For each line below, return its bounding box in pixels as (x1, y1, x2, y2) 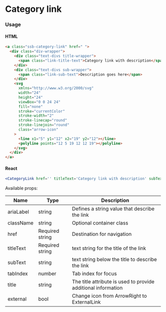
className (7, 220, 34, 226)
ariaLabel (7, 209, 30, 216)
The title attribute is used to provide (72, 278, 155, 285)
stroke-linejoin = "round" (18, 123, 70, 128)
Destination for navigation (72, 231, 132, 238)
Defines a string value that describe (72, 205, 155, 212)
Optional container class (72, 220, 128, 226)
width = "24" (18, 90, 41, 95)
